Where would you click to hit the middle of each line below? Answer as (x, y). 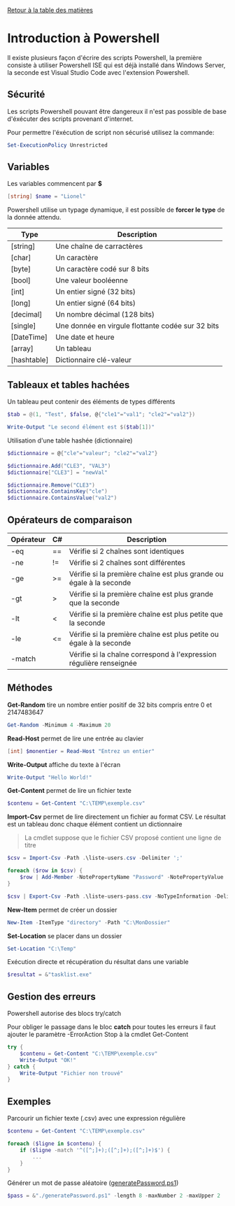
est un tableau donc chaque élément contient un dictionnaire (95, 824)
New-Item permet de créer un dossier (62, 910)
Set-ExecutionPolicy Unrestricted (58, 145)
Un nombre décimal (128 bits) (105, 315)
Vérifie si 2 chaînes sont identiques (127, 551)
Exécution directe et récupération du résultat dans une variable (98, 962)
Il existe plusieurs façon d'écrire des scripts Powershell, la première (105, 57)
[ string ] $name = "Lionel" (47, 196)
